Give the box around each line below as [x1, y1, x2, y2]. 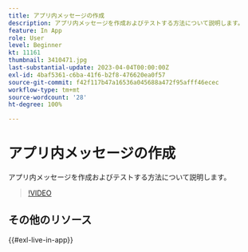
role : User [8, 33, 45, 42]
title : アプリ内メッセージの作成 [8, 11, 105, 20]
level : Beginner [8, 41, 62, 49]
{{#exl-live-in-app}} [8, 234, 73, 244]
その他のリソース [8, 213, 92, 227]
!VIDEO [27, 188, 52, 198]
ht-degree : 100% [8, 100, 62, 108]
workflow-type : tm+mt [8, 85, 81, 94]
